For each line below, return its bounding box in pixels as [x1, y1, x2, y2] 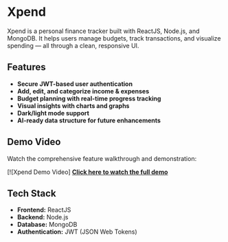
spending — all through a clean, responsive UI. [7, 41, 139, 49]
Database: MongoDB [16, 221, 78, 229]
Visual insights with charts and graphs [16, 101, 130, 110]
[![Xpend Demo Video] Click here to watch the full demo [7, 168, 168, 176]
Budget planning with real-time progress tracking [16, 94, 161, 102]
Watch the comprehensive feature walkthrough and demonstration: [7, 154, 197, 162]
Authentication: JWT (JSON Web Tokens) [16, 228, 137, 236]
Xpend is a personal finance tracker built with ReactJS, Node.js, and [7, 27, 201, 35]
